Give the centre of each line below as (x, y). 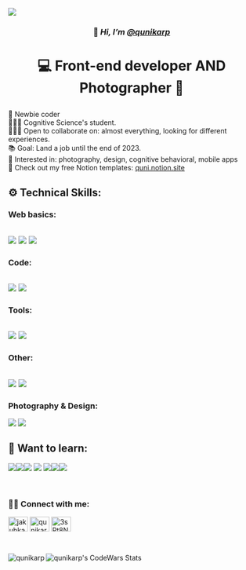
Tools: (20, 310)
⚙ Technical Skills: (55, 192)
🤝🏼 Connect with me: (49, 504)
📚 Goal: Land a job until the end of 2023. (75, 148)
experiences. (29, 139)
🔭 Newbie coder (34, 115)
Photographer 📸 (132, 88)
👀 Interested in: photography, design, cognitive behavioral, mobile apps (123, 159)
